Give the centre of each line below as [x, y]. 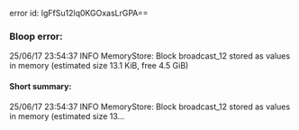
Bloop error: [36, 36]
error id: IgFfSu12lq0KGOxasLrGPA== [79, 13]
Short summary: [41, 86]
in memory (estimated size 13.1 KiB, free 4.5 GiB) [99, 66]
